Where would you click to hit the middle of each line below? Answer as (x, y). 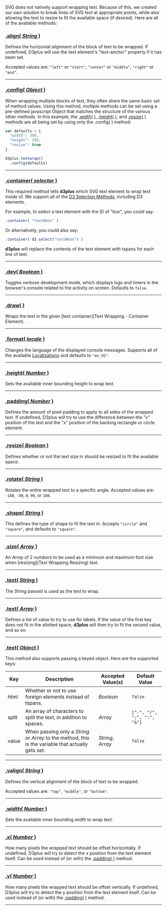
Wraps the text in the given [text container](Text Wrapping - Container (77, 316)
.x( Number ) (21, 837)
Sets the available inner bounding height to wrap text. (60, 383)
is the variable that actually (56, 744)
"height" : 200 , (25, 140)
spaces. (34, 724)
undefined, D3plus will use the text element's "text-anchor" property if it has (83, 52)
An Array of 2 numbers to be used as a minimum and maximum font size (79, 558)
